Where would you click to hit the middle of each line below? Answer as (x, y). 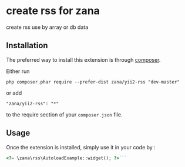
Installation (27, 46)
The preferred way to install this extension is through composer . (83, 59)
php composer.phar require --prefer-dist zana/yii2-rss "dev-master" (93, 82)
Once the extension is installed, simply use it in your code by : (81, 147)
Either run (18, 71)
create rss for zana (53, 11)
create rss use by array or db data (47, 27)
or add (14, 93)
